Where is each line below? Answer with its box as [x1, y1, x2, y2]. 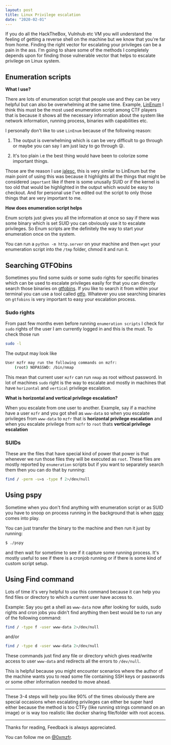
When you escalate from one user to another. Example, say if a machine [5, 404, 156, 410]
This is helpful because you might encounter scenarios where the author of [5, 668, 163, 674]
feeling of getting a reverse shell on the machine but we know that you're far [5, 36, 165, 42]
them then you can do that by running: [5, 467, 85, 473]
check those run [5, 332, 40, 338]
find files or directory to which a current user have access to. [5, 594, 133, 600]
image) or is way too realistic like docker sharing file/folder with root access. [5, 710, 165, 716]
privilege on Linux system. [5, 58, 61, 64]
